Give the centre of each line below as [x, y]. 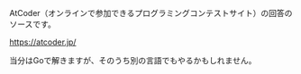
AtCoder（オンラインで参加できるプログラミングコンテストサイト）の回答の [151, 13]
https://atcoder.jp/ [43, 42]
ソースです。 [32, 24]
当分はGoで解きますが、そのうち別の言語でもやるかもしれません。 [133, 60]
